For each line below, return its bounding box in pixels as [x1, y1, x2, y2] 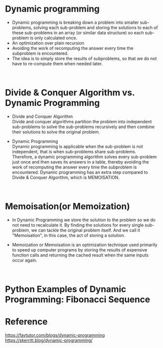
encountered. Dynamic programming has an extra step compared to [12, 169, 148, 175]
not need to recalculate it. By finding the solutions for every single [12, 222, 144, 228]
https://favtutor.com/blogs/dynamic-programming [5, 332, 105, 338]
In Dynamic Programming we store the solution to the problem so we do [12, 217, 156, 223]
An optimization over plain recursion [12, 40, 85, 46]
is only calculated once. [30, 35, 78, 41]
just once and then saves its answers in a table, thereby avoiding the [12, 159, 149, 165]
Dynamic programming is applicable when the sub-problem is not [12, 143, 143, 149]
